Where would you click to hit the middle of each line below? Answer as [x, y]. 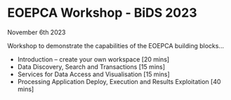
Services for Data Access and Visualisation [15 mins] [93, 74]
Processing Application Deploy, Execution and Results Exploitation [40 [119, 81]
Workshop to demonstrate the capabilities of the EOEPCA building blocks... [116, 45]
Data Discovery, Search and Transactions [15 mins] [91, 66]
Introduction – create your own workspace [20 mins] [93, 59]
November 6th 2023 [37, 32]
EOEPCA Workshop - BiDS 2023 [102, 13]
